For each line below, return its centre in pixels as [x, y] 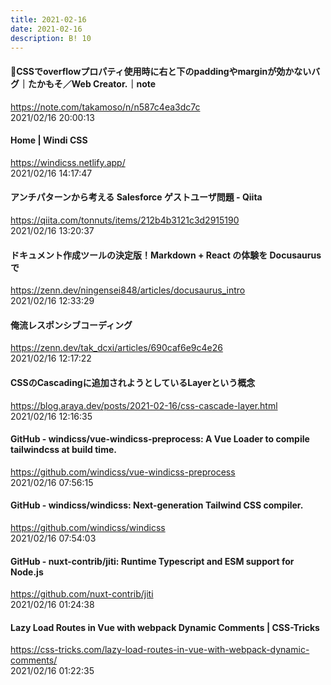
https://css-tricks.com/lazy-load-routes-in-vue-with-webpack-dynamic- [160, 650]
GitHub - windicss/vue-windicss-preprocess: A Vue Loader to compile [160, 439]
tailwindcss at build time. [63, 450]
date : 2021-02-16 [46, 29]
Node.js [27, 572]
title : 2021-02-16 [48, 19]
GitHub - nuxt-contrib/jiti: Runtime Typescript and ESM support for [152, 561]
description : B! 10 [51, 38]
